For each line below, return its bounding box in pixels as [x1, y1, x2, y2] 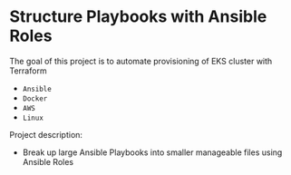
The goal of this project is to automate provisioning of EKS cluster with [9, 55, 273, 66]
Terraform [9, 65, 47, 76]
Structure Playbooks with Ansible [9, 6, 267, 27]
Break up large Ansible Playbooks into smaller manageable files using [22, 147, 283, 158]
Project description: [9, 129, 83, 140]
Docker [22, 93, 48, 103]
